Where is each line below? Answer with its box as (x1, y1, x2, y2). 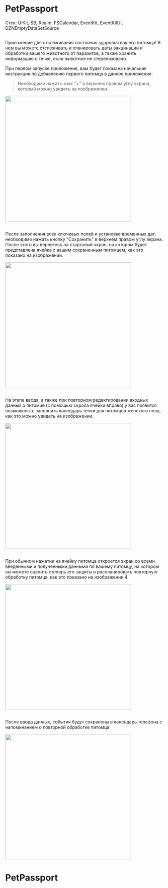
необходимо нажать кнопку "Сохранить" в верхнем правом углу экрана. (5, 236, 163, 242)
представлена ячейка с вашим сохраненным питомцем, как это (5, 247, 143, 253)
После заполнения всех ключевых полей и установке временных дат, (5, 231, 156, 237)
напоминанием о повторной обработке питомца (5, 724, 110, 730)
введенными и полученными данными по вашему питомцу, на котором (5, 563, 159, 569)
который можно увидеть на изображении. (17, 86, 109, 92)
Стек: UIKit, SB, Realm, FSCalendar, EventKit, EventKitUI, (5, 20, 123, 26)
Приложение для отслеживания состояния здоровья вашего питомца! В (5, 40, 161, 46)
